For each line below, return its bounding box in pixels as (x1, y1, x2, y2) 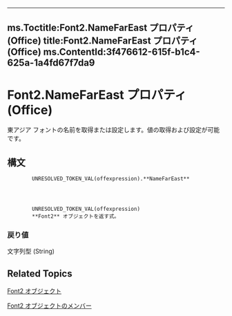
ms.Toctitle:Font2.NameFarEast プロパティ (7, 22, 195, 34)
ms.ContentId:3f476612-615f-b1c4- (43, 46, 200, 58)
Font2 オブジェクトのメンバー (7, 301, 92, 310)
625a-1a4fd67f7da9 (7, 57, 95, 69)
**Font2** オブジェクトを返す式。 (32, 213, 119, 220)
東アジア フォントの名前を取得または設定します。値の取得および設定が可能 (7, 126, 220, 134)
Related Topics (7, 268, 72, 279)
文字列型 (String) (7, 247, 55, 256)
